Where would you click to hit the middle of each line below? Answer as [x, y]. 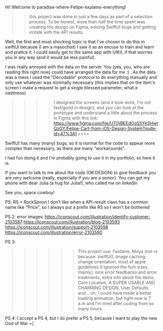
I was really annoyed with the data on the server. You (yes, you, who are [77, 67]
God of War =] [20, 323]
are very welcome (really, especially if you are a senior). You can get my [78, 178]
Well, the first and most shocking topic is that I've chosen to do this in [75, 42]
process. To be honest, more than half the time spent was [87, 22]
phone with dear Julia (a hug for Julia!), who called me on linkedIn [71, 183]
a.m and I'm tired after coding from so [116, 303]
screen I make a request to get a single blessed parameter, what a [71, 88]
